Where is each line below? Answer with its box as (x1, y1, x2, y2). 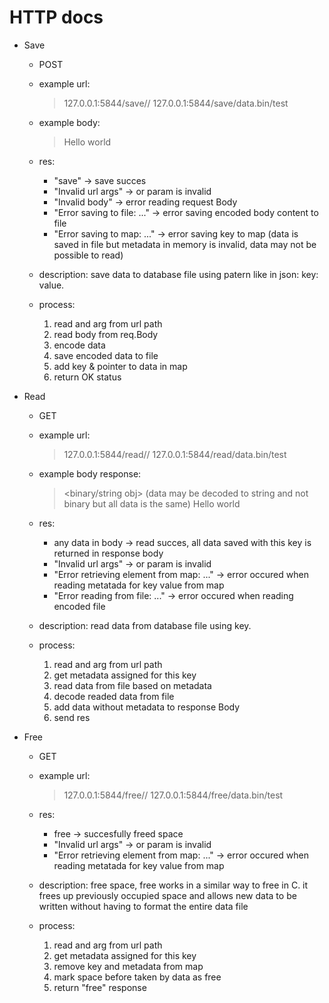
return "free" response (53, 981, 147, 993)
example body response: (38, 467, 142, 480)
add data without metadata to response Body (53, 701, 241, 713)
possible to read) (53, 249, 124, 261)
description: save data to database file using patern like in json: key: (38, 268, 319, 280)
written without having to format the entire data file (38, 900, 249, 912)
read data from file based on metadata (53, 679, 212, 691)
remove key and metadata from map (53, 960, 204, 972)
